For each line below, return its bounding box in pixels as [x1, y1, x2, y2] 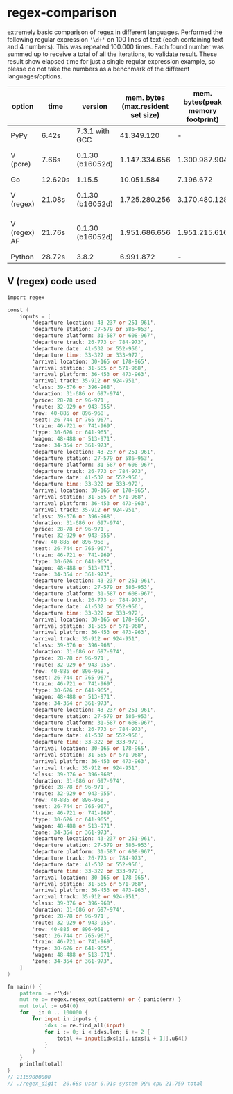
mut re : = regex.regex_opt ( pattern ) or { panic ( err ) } [19, 996, 182, 1003]
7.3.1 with [76, 126, 110, 136]
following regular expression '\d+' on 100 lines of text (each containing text [7, 35, 223, 43]
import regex [7, 293, 45, 301]
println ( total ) [19, 1061, 64, 1068]
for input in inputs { [32, 1016, 98, 1023]
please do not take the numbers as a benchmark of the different [7, 65, 190, 73]
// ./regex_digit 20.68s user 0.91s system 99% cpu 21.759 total [7, 1080, 203, 1087]
